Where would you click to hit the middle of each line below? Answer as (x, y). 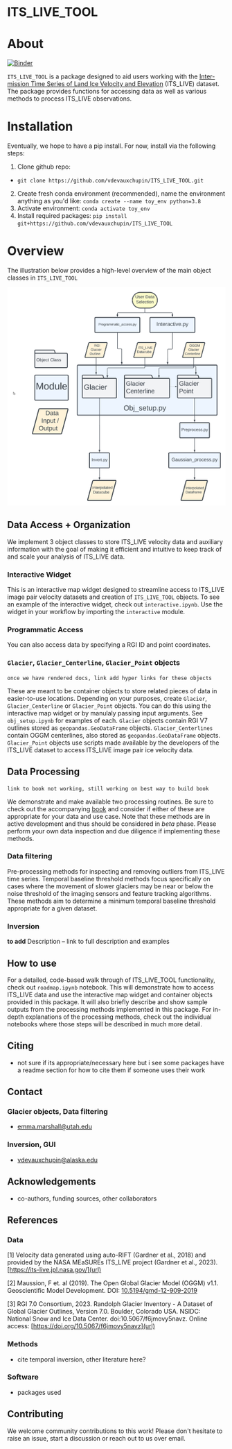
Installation (40, 127)
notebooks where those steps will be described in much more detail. (105, 1024)
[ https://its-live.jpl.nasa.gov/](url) (54, 1270)
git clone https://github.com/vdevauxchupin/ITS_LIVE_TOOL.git (110, 181)
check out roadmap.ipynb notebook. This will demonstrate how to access (110, 987)
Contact (25, 1092)
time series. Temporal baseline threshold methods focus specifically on (109, 879)
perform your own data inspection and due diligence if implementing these (114, 831)
